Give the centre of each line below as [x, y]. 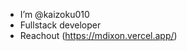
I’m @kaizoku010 [54, 14]
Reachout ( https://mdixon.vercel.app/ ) [98, 35]
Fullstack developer [60, 25]
